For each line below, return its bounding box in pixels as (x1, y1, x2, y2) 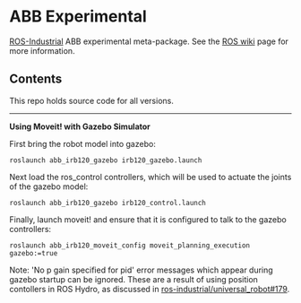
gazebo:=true (9, 248, 58, 257)
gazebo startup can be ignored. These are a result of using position (9, 273, 258, 284)
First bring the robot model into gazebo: (9, 138, 157, 149)
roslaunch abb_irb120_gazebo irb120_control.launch (9, 198, 206, 207)
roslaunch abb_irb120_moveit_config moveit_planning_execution (9, 240, 251, 250)
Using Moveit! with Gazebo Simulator (9, 121, 150, 132)
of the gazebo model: (9, 181, 89, 192)
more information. (9, 45, 75, 56)
